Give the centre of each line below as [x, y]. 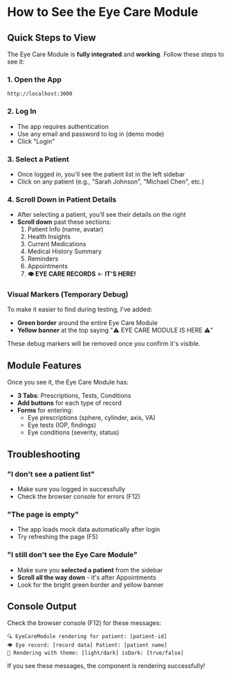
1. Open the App [35, 79]
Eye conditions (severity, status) [73, 432]
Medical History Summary [65, 252]
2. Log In [22, 112]
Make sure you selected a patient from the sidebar [90, 570]
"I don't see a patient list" [51, 474]
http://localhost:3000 [40, 94]
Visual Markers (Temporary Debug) [68, 294]
